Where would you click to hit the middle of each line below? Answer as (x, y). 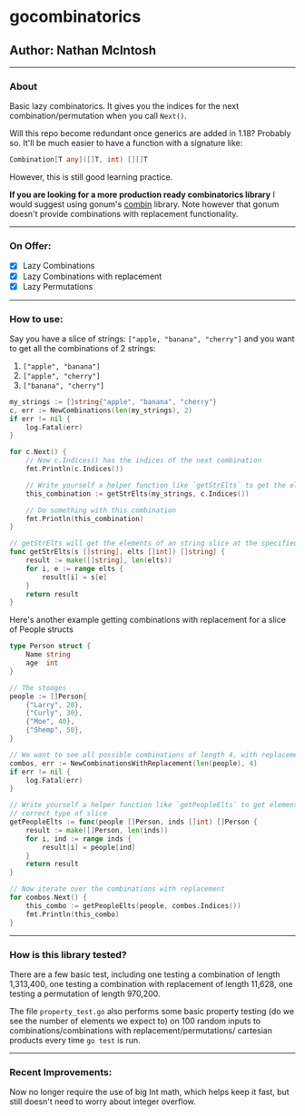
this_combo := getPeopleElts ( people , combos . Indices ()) (134, 905)
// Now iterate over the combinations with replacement (117, 889)
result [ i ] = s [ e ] (74, 577)
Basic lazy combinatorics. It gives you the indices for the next (124, 106)
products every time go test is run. (75, 1040)
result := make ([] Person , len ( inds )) (97, 830)
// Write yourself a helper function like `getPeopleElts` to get (138, 805)
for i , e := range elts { (75, 568)
